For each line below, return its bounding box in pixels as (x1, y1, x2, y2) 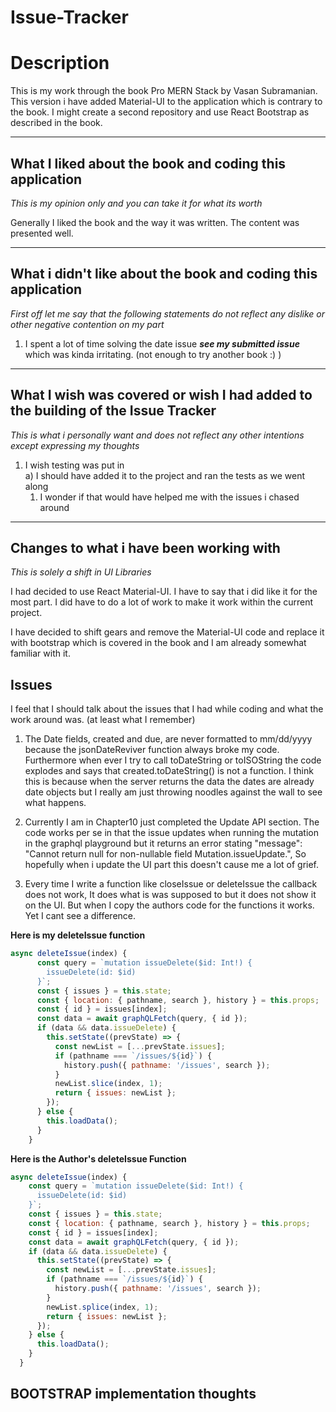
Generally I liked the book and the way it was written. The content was (10, 216, 300, 228)
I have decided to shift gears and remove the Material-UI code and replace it (10, 626, 325, 638)
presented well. (10, 227, 74, 239)
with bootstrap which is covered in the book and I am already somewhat (10, 637, 307, 649)
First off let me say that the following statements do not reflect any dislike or (10, 307, 326, 320)
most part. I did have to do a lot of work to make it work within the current (10, 596, 314, 608)
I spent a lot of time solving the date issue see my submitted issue (24, 337, 300, 350)
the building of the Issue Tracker (10, 402, 217, 420)
